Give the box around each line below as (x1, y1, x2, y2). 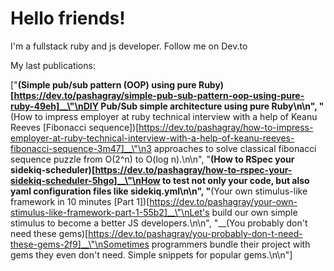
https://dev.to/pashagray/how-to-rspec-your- (94, 163, 293, 176)
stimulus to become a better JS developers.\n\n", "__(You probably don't (10, 217, 308, 229)
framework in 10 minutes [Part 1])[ (10, 195, 150, 207)
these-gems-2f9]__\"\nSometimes (10, 238, 150, 250)
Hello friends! (10, 7, 126, 30)
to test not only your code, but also (162, 174, 310, 186)
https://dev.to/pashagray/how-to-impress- (138, 121, 314, 133)
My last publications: (10, 59, 96, 71)
